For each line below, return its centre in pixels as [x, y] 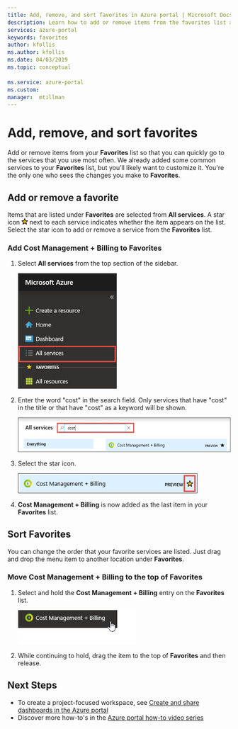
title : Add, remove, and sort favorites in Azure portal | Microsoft [112, 15]
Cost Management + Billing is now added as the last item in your [113, 504]
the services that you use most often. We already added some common [112, 160]
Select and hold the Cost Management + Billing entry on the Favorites [121, 592]
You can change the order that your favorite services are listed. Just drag [114, 551]
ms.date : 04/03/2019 [38, 60]
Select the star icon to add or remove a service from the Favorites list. [110, 230]
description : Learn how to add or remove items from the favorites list [117, 22]
